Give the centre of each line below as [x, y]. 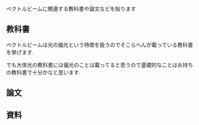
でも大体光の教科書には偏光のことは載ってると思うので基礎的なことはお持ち [100, 65]
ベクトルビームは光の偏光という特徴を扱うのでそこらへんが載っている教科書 [99, 45]
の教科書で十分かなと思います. [44, 72]
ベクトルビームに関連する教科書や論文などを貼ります [71, 9]
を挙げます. [20, 52]
